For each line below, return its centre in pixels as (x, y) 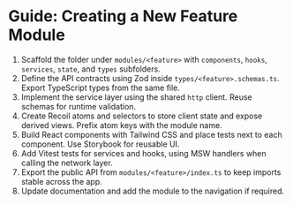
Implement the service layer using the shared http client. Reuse (136, 97)
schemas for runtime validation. (79, 106)
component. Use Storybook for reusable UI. (100, 144)
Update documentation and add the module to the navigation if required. (153, 191)
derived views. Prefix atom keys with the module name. (121, 125)
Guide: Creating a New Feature (123, 16)
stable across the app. (61, 181)
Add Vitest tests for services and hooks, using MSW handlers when (143, 153)
